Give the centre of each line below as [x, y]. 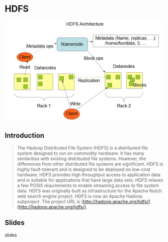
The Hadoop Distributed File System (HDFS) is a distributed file [82, 148]
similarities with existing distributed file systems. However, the [81, 158]
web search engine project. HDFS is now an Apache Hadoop [80, 196]
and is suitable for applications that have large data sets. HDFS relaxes [90, 180]
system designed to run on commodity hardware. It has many [80, 153]
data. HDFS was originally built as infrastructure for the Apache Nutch [89, 190]
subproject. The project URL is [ [50, 201]
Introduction [25, 136]
